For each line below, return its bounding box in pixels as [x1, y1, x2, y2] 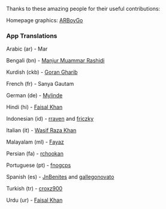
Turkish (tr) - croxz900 [6, 185, 63, 192]
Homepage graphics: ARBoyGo [6, 17, 83, 23]
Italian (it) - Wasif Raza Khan [6, 127, 77, 134]
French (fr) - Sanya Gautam [6, 80, 74, 88]
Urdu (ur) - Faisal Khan [6, 196, 63, 204]
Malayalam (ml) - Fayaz [6, 138, 64, 146]
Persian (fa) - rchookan [6, 150, 64, 157]
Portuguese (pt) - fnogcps [6, 162, 71, 169]
